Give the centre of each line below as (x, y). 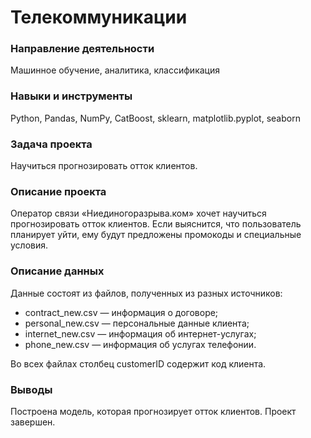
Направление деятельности (82, 49)
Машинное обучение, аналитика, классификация (115, 70)
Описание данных (57, 271)
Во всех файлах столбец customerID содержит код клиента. (138, 363)
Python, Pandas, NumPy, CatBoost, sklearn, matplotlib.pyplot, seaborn (155, 118)
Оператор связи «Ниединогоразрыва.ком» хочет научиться (138, 213)
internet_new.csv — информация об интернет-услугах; (140, 333)
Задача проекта (51, 144)
